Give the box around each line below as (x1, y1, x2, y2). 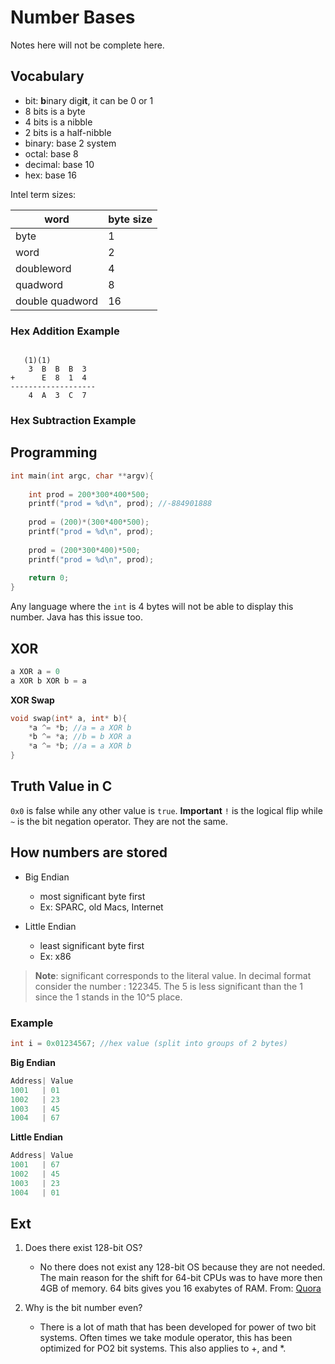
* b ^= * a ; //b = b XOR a (28, 732, 132, 742)
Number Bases (10, 6, 136, 29)
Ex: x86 (39, 950, 72, 962)
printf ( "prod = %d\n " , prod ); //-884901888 (28, 499, 213, 509)
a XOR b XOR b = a (10, 676, 87, 686)
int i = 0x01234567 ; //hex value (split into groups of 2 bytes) (10, 1039, 288, 1049)
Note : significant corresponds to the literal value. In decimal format (34, 969, 312, 981)
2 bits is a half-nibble (24, 126, 112, 138)
